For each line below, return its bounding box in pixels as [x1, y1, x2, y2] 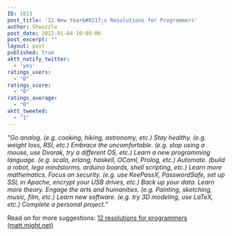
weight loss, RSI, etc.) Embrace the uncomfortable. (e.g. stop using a [7, 140, 206, 149]
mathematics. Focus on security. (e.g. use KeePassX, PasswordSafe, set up [7, 170, 225, 179]
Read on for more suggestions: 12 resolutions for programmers [7, 214, 187, 222]
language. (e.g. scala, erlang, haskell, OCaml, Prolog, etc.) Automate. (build [7, 155, 225, 164]
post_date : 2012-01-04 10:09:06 [7, 29, 101, 37]
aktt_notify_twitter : [7, 56, 70, 63]
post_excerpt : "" [7, 36, 58, 43]
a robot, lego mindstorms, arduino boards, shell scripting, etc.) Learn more [7, 163, 222, 171]
